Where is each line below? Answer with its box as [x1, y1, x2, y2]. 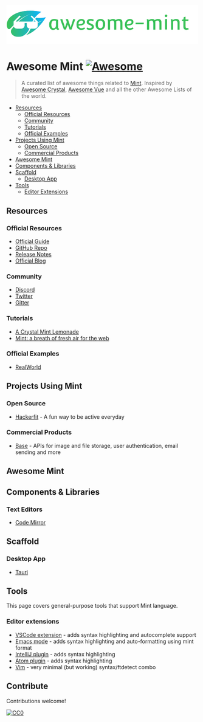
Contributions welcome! [6, 697, 66, 704]
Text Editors [6, 505, 43, 514]
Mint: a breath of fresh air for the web [15, 334, 109, 342]
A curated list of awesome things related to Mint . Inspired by [21, 80, 173, 87]
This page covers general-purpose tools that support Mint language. [6, 602, 178, 610]
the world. [21, 92, 47, 100]
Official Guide [15, 238, 50, 245]
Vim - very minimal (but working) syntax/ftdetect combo [15, 663, 156, 670]
